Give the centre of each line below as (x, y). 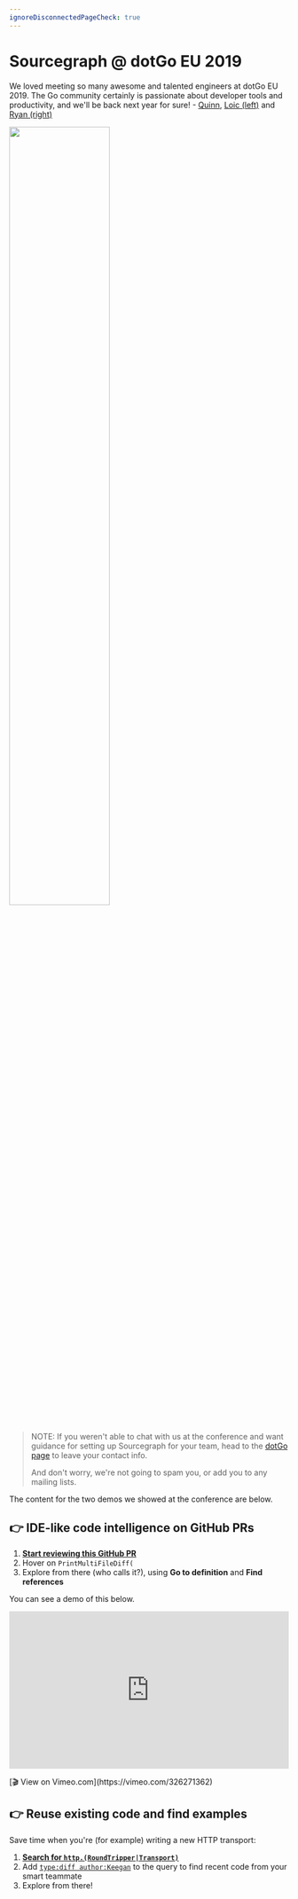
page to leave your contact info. (89, 1455)
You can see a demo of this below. (72, 1599)
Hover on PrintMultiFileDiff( (78, 1563)
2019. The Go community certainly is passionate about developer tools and (146, 95)
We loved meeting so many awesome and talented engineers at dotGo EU (144, 86)
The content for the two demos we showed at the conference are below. (141, 1499)
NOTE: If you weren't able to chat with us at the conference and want (157, 1436)
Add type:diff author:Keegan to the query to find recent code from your (154, 1866)
